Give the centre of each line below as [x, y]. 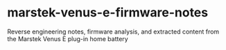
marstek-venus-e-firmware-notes [108, 13]
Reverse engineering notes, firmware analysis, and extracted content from [113, 32]
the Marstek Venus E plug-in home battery [68, 38]
